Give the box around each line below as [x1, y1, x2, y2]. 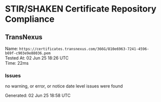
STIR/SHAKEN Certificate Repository [5, 3, 157, 15]
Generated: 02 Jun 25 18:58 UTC [5, 93, 71, 99]
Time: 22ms [5, 60, 29, 66]
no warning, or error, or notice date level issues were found [5, 83, 123, 89]
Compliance [5, 14, 55, 25]
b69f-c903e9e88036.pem [5, 51, 51, 56]
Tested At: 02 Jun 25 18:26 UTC [5, 55, 69, 61]
